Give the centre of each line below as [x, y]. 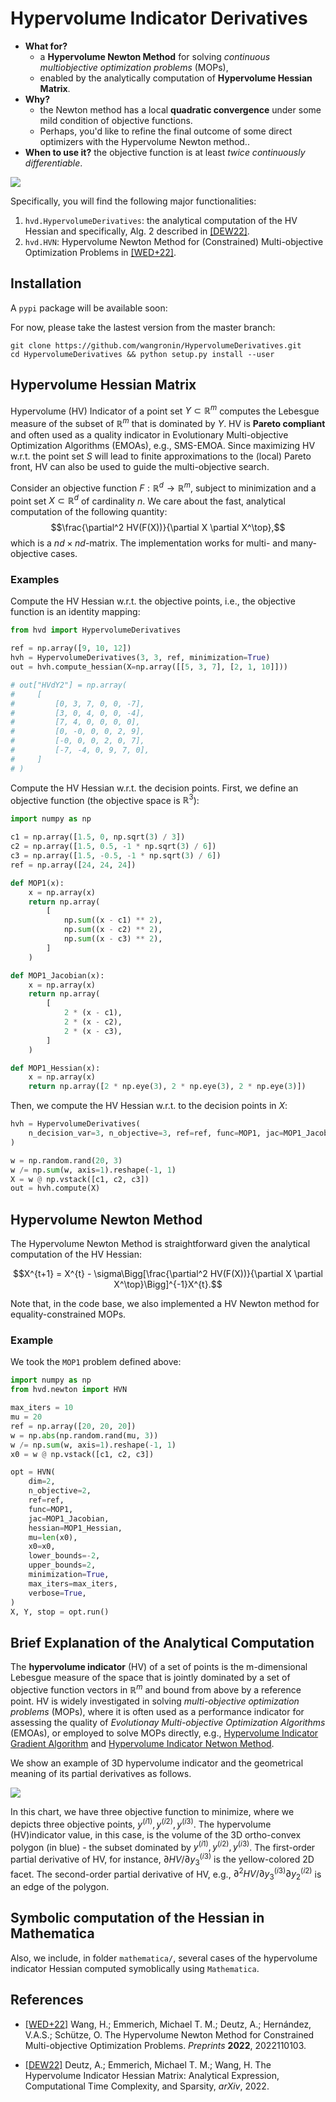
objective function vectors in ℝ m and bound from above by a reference [156, 1689]
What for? [46, 46]
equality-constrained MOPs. [68, 1314]
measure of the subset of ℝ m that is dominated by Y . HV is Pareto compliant [168, 422]
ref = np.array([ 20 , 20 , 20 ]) [73, 1426]
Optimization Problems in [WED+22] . [100, 252]
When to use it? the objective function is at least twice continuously [165, 152]
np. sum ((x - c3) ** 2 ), [113, 939]
